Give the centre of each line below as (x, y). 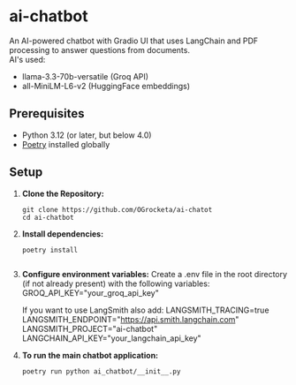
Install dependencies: (63, 234)
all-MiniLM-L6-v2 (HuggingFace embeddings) (106, 86)
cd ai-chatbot (48, 217)
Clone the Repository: (63, 193)
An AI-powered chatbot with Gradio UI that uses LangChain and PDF (134, 41)
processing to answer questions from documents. (99, 49)
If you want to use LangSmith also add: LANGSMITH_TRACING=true (145, 310)
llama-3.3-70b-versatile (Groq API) (85, 76)
